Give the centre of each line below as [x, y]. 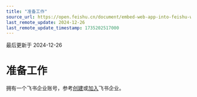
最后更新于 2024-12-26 [34, 45]
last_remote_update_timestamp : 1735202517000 [62, 28]
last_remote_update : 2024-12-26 [45, 22]
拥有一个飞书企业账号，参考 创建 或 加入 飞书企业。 [65, 88]
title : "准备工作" [27, 11]
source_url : [21, 17]
